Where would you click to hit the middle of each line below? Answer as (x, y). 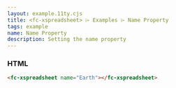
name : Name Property (37, 33)
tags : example (28, 26)
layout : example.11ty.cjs (45, 14)
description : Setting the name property (67, 39)
